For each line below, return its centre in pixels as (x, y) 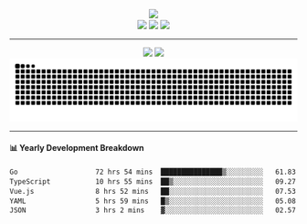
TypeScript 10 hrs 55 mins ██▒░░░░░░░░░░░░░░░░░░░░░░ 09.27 (153, 181)
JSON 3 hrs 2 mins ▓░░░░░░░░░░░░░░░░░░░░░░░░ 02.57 (153, 210)
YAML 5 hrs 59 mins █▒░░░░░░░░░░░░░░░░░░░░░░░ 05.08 (153, 201)
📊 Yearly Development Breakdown (77, 148)
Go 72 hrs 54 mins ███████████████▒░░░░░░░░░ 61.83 (153, 172)
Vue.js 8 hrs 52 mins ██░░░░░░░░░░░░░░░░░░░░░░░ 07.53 (153, 191)
